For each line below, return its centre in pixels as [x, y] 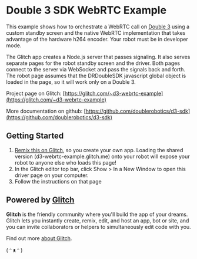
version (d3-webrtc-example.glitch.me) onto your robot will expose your [102, 156]
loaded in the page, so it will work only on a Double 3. [71, 82]
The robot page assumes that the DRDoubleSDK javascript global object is [96, 76]
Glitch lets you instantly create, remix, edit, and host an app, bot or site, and [98, 220]
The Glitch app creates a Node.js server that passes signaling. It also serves [98, 57]
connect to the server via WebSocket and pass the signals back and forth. [96, 69]
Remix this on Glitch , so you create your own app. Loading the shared [99, 150]
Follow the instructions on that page [58, 181]
